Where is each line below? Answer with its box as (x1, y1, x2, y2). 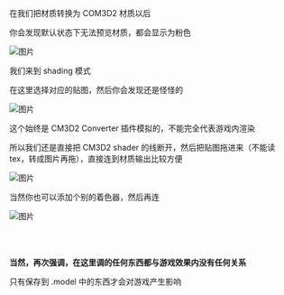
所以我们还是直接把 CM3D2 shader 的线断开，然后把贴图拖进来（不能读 (9, 143, 276, 152)
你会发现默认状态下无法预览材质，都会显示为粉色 (9, 27, 191, 38)
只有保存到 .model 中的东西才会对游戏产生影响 (9, 276, 182, 287)
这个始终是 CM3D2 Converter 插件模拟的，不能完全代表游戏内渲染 (9, 123, 255, 134)
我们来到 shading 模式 (9, 66, 92, 76)
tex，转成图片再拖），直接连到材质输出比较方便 (9, 153, 183, 164)
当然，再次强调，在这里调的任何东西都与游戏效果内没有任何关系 (9, 257, 246, 268)
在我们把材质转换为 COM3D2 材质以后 (9, 8, 151, 18)
